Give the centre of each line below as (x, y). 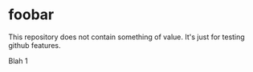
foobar (31, 15)
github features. (35, 45)
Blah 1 (18, 61)
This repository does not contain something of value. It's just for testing (126, 37)
